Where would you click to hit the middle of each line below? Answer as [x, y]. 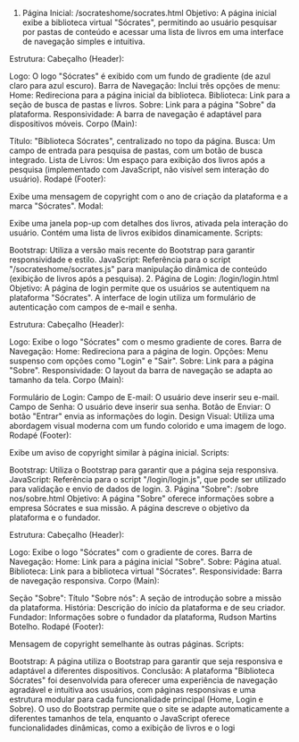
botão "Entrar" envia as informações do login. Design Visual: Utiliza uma [142, 416]
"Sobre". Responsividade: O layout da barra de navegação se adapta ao [141, 370]
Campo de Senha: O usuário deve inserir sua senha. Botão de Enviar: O [140, 407]
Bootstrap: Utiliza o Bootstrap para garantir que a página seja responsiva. [144, 470]
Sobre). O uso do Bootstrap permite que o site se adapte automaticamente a [149, 709]
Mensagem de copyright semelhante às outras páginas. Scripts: [127, 644]
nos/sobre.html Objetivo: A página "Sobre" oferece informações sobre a [142, 499]
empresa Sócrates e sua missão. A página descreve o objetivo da [129, 508]
